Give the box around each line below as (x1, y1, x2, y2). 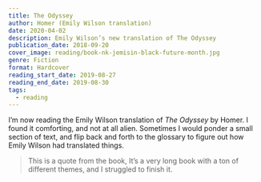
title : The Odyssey (8, 11, 74, 20)
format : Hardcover (8, 64, 70, 72)
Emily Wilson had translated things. (8, 140, 124, 150)
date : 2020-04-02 (8, 26, 66, 34)
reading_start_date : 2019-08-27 (8, 71, 116, 79)
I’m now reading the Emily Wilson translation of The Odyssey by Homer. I (8, 115, 249, 125)
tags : (8, 85, 26, 94)
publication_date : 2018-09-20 (8, 42, 110, 49)
